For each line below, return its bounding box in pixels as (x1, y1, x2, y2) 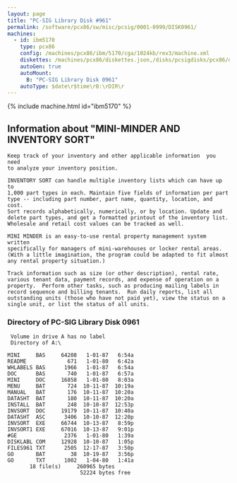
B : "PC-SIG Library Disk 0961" (25, 76, 119, 83)
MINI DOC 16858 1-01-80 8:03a (7, 376, 134, 384)
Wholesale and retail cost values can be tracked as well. (7, 221, 185, 228)
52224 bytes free (80, 470, 131, 477)
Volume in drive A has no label (10, 333, 106, 340)
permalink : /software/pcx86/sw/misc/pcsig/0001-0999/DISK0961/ (7, 23, 197, 30)
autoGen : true (20, 63, 61, 70)
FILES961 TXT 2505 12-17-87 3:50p (7, 445, 134, 452)
